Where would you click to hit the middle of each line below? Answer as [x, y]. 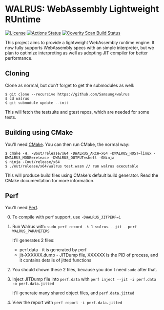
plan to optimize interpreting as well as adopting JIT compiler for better [76, 53]
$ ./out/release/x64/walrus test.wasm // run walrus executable [72, 166]
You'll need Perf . [22, 208]
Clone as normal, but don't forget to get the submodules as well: [70, 85]
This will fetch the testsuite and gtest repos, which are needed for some [77, 112]
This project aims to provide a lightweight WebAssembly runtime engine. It [80, 42]
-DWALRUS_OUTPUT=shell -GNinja [83, 158]
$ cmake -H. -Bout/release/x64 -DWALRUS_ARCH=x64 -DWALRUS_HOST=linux [78, 153]
